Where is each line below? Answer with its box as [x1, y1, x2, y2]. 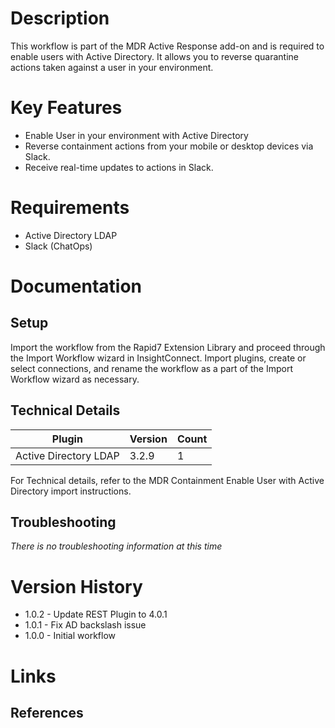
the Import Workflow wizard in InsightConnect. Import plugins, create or [10, 352, 307, 364]
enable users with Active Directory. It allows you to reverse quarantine [10, 50, 299, 62]
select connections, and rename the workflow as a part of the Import [10, 362, 293, 374]
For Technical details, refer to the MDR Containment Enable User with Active [10, 474, 325, 486]
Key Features [10, 97, 123, 119]
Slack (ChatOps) [24, 240, 93, 252]
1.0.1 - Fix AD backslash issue [24, 619, 147, 631]
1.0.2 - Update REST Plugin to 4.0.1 [24, 608, 168, 621]
